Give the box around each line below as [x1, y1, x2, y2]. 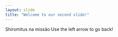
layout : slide [5, 7, 35, 13]
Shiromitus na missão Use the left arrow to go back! [5, 26, 113, 32]
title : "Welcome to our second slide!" [5, 12, 90, 17]
